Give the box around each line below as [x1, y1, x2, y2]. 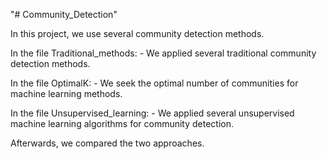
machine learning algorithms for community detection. [10, 118, 235, 129]
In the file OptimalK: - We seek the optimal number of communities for [10, 77, 299, 89]
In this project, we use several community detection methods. [10, 28, 265, 39]
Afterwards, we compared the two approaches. [10, 137, 205, 149]
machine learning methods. [10, 88, 123, 99]
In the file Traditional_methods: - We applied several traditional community [10, 47, 317, 59]
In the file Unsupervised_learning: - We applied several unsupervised [10, 107, 295, 119]
